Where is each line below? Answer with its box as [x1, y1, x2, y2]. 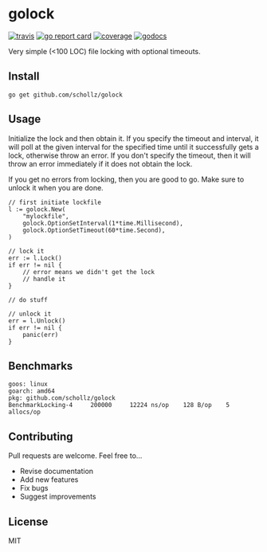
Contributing [8, 429, 73, 443]
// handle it [22, 275, 66, 283]
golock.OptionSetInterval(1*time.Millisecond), [22, 219, 183, 227]
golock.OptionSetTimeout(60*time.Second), [22, 226, 166, 234]
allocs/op [8, 408, 41, 417]
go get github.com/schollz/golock [8, 91, 124, 99]
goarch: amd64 [8, 387, 56, 395]
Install [8, 69, 40, 84]
